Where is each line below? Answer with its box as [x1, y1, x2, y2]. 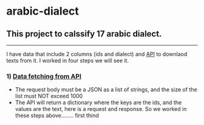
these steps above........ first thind [15, 112, 99, 120]
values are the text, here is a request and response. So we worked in [15, 105, 187, 113]
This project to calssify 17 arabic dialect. [6, 29, 162, 39]
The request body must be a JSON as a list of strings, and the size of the [15, 86, 197, 93]
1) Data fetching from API [6, 72, 82, 80]
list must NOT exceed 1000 [15, 93, 83, 100]
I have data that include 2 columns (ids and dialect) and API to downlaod [6, 51, 188, 57]
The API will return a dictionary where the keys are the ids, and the [15, 99, 182, 106]
